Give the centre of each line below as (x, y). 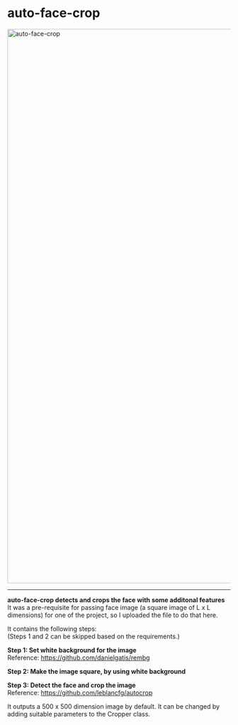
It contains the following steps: (52, 628)
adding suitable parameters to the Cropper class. (79, 714)
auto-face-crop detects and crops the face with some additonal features (116, 600)
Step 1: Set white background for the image (72, 650)
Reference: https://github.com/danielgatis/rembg (79, 658)
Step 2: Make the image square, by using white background (97, 671)
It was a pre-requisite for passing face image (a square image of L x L (109, 607)
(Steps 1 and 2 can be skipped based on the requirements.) (94, 636)
